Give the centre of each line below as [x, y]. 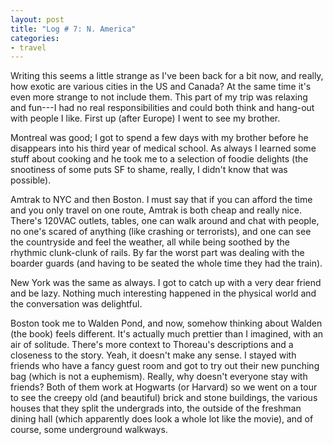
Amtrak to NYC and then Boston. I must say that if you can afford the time [161, 200]
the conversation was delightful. [76, 304]
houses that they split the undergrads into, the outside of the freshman [156, 408]
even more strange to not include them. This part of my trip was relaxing [159, 97]
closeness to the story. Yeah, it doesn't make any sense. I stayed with [153, 355]
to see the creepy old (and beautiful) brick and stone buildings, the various [164, 398]
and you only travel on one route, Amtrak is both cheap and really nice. [156, 210]
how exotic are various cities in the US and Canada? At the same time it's [161, 87]
